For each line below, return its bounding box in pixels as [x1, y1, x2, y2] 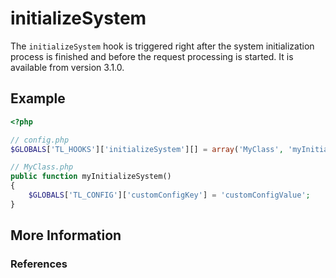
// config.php [10, 135, 70, 145]
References [10, 257, 68, 271]
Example [10, 90, 66, 107]
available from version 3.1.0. [10, 61, 125, 73]
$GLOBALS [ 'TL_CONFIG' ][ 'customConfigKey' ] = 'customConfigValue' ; [28, 190, 311, 200]
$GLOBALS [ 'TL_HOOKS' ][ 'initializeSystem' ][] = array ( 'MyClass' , [10, 144, 284, 154]
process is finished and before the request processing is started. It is [10, 50, 294, 62]
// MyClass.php [10, 162, 74, 172]
